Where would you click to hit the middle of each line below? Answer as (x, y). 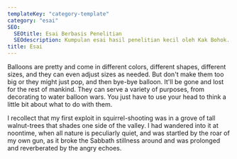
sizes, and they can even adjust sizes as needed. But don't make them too (116, 74)
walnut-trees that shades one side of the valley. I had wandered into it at (113, 125)
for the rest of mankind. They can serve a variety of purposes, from (106, 89)
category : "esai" (33, 20)
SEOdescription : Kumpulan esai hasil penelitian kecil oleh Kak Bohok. (122, 40)
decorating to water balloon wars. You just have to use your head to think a (117, 97)
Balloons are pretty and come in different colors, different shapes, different (117, 67)
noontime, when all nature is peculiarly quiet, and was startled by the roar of (119, 133)
